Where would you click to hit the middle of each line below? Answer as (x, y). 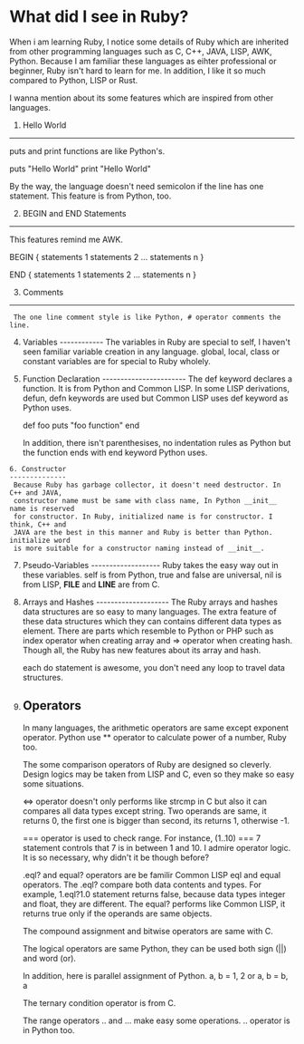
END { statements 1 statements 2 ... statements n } (103, 275)
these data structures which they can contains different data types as (152, 621)
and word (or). (49, 958)
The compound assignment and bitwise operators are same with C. (147, 931)
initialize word (40, 540)
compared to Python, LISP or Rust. (74, 80)
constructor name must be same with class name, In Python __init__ (145, 500)
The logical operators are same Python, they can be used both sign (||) (154, 948)
